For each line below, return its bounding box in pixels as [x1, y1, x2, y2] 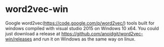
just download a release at [5, 30, 60, 36]
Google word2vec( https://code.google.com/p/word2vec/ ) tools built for [5, 20, 155, 26]
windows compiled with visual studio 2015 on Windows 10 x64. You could [5, 25, 159, 31]
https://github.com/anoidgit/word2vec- [61, 30, 143, 36]
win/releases [5, 36, 32, 42]
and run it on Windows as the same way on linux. [32, 36, 136, 42]
